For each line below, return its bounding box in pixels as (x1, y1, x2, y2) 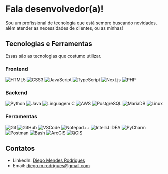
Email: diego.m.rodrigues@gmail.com (12, 163, 90, 169)
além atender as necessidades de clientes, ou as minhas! (5, 25, 123, 31)
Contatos (5, 144, 35, 153)
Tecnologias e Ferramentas (5, 40, 93, 48)
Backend (5, 89, 28, 96)
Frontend (5, 65, 28, 72)
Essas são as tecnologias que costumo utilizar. (5, 53, 102, 59)
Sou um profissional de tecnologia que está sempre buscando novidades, (5, 20, 157, 26)
